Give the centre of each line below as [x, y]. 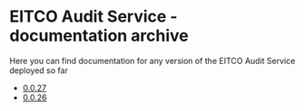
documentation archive [99, 36]
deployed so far [39, 70]
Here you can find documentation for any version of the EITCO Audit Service [152, 60]
